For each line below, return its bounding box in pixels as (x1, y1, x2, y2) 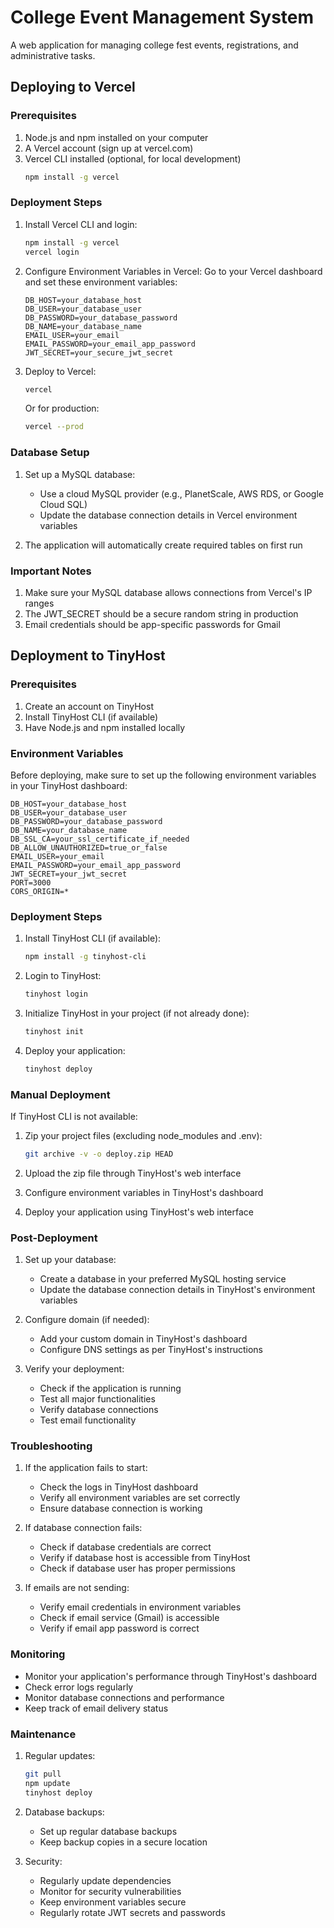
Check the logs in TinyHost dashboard (39, 1481, 198, 1493)
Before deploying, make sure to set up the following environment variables (10, 769, 317, 781)
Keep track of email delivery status (24, 1702, 169, 1714)
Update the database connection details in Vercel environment (39, 509, 298, 521)
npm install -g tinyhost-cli (24, 952, 147, 962)
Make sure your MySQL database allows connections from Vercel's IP (24, 586, 313, 598)
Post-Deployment (10, 1231, 98, 1245)
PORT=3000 (10, 877, 52, 888)
